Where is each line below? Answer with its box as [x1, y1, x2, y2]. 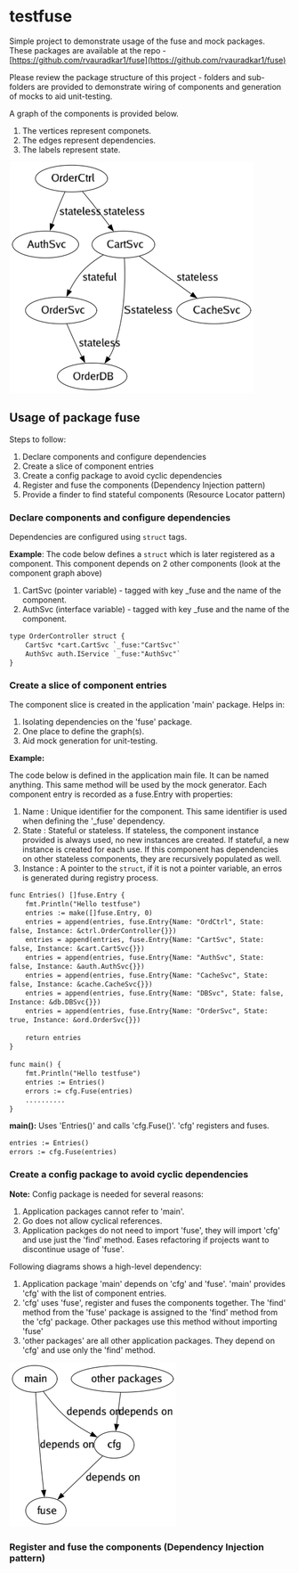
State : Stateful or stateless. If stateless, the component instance [21, 825, 260, 836]
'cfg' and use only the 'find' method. [21, 1344, 156, 1356]
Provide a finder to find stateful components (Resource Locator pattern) [21, 488, 286, 500]
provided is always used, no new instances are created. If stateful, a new [21, 835, 290, 846]
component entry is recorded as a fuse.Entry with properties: [9, 789, 233, 799]
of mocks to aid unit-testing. [9, 91, 113, 102]
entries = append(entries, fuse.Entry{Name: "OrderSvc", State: [25, 1007, 269, 1016]
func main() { [9, 1061, 62, 1069]
